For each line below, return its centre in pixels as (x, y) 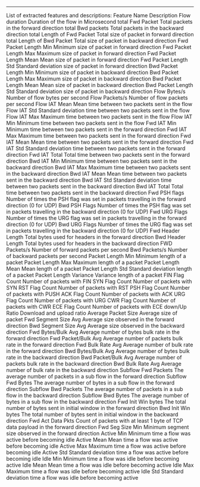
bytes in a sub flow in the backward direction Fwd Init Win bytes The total (96, 402)
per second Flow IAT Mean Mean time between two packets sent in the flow (99, 104)
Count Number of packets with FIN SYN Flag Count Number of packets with (99, 281)
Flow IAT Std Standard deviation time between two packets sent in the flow (98, 110)
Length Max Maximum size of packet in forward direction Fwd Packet (91, 53)
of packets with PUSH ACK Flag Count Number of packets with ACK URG (96, 294)
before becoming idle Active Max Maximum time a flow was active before (96, 446)
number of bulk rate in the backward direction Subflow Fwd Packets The (95, 370)
